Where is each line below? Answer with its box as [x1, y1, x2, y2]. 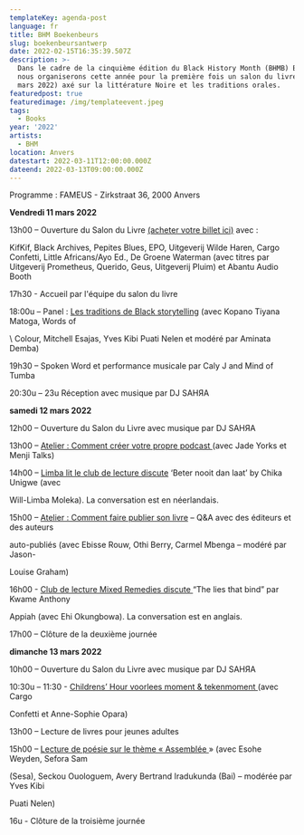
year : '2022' [9, 123, 59, 132]
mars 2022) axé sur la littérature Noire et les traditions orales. [17, 81, 281, 90]
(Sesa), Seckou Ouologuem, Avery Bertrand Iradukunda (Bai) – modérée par [9, 771, 292, 782]
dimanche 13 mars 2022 [9, 647, 102, 657]
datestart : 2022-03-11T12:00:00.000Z [9, 156, 152, 166]
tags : [9, 106, 30, 115]
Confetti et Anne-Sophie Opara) [9, 708, 128, 720]
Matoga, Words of [9, 316, 77, 327]
